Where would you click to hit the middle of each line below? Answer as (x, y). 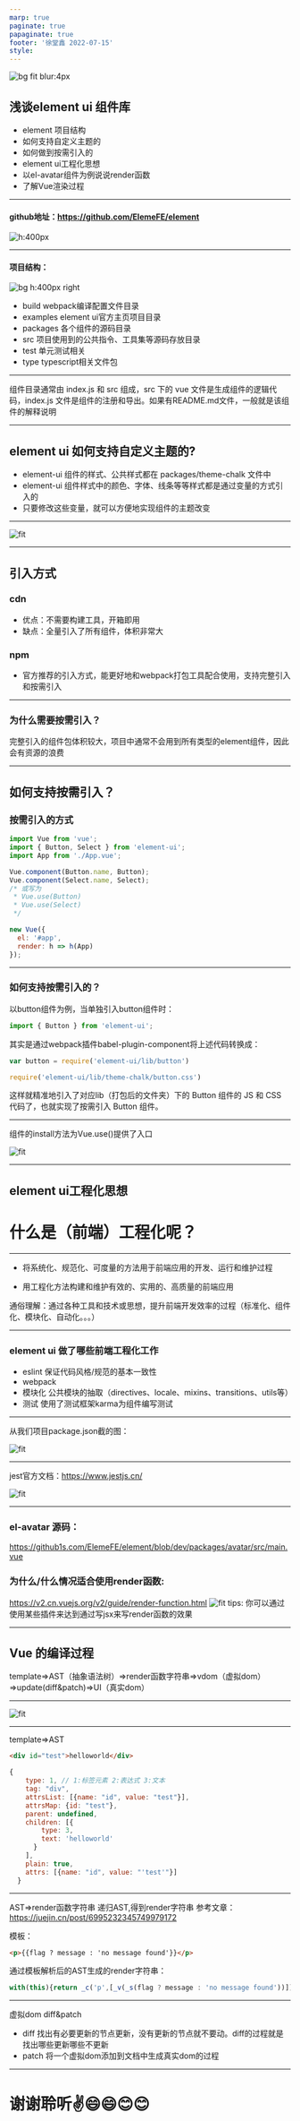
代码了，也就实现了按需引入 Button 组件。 (86, 1106)
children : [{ (50, 1822)
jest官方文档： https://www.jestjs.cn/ (76, 1476)
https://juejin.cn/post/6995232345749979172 (93, 1917)
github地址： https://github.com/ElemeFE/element (104, 217)
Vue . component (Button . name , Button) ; (79, 872)
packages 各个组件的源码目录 (76, 329)
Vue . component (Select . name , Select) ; (79, 880)
